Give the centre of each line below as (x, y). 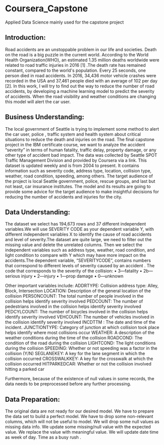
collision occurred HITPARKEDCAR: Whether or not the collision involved (78, 364)
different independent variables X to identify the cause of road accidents (78, 234)
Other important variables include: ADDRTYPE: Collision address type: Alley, (82, 286)
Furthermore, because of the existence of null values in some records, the (80, 379)
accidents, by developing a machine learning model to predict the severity (80, 91)
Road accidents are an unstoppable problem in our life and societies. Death (81, 49)
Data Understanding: (38, 212)
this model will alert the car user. (38, 102)
